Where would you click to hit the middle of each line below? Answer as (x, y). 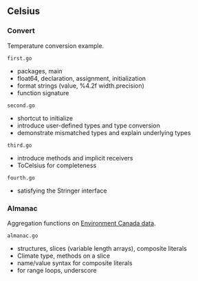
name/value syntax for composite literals (75, 262)
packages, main (40, 71)
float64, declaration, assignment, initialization (81, 78)
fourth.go (21, 178)
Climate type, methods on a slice (64, 256)
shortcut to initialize (45, 118)
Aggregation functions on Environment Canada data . (81, 223)
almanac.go (23, 236)
